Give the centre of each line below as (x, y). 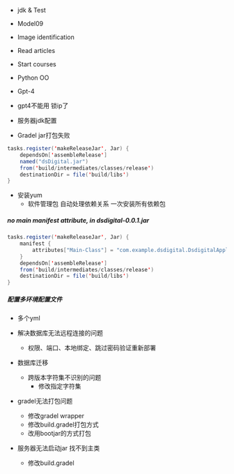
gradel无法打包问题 (45, 401)
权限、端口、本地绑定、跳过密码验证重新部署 (92, 348)
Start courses (37, 64)
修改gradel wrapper (56, 416)
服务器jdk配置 (37, 120)
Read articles (36, 51)
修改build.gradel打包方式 (63, 424)
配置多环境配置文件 (35, 299)
